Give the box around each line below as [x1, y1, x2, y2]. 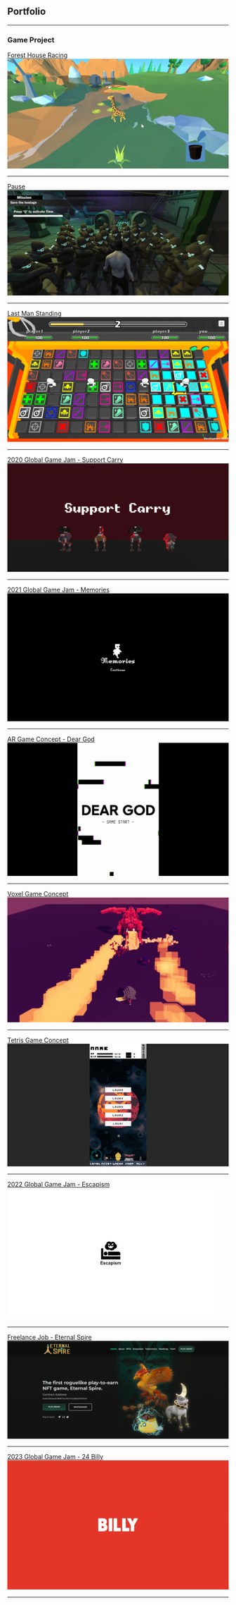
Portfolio [7, 6, 46, 18]
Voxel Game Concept [7, 890, 69, 898]
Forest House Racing [7, 51, 68, 59]
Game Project [7, 35, 55, 44]
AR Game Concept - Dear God [7, 735, 95, 743]
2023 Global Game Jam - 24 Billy [7, 1452, 104, 1460]
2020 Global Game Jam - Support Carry [7, 455, 124, 464]
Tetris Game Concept [7, 1036, 69, 1044]
